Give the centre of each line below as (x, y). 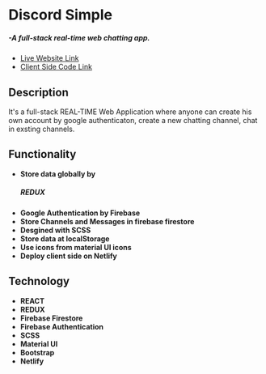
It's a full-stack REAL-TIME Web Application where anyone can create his (130, 112)
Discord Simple (61, 15)
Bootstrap (37, 352)
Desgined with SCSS (55, 230)
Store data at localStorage (65, 238)
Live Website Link (49, 58)
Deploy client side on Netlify (68, 256)
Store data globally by (57, 174)
